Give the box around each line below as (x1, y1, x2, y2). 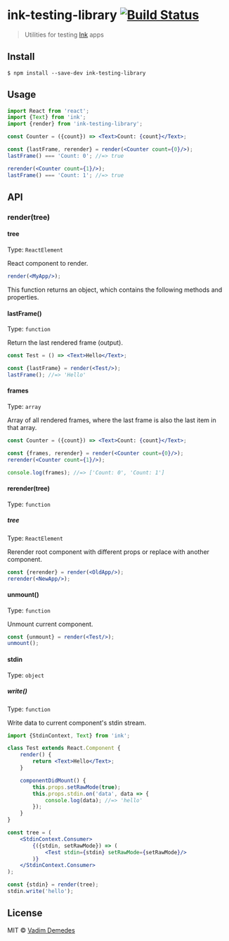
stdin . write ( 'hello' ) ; (7, 888, 74, 895)
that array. (7, 423, 37, 431)
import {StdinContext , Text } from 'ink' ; (7, 732, 131, 739)
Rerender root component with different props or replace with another (7, 547, 209, 556)
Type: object (7, 670, 44, 679)
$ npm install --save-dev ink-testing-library (7, 69, 146, 77)
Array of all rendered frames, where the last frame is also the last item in (7, 416, 216, 424)
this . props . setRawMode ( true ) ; (32, 783, 121, 791)
